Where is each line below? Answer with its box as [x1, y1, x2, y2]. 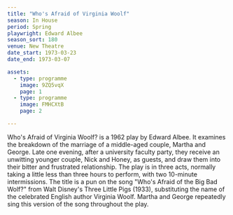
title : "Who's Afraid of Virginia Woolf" [7, 10, 130, 18]
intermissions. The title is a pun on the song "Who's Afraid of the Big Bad [7, 177, 218, 186]
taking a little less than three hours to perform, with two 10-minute [7, 169, 198, 179]
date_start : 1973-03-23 [7, 50, 77, 57]
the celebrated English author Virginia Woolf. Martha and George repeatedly [7, 192, 226, 200]
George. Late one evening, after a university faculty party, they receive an [7, 148, 220, 156]
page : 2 [20, 108, 42, 115]
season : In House [7, 17, 58, 24]
